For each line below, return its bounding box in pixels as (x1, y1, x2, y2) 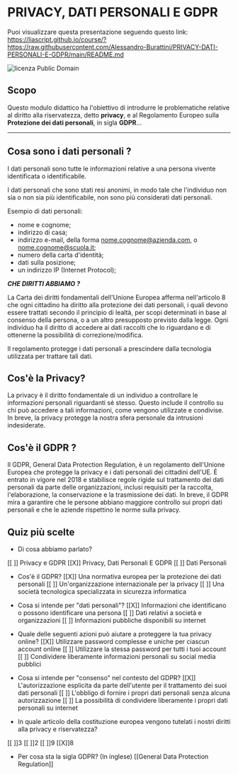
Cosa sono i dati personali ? (7, 146, 132, 158)
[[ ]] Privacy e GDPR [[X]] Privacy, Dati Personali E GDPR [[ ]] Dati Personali (7, 558, 227, 567)
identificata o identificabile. (7, 171, 87, 180)
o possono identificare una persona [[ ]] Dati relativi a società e (17, 609, 202, 616)
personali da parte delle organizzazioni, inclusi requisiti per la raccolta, (7, 483, 214, 492)
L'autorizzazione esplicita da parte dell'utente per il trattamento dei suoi (17, 681, 227, 689)
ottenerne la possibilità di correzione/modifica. (7, 331, 144, 339)
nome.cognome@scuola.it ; (17, 243, 97, 251)
